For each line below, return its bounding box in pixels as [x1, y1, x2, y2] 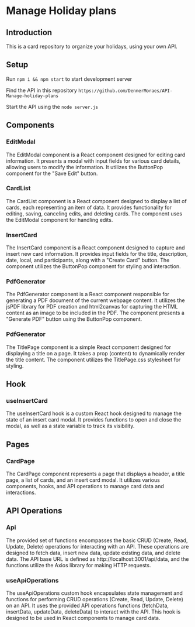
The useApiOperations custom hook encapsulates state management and [6, 590, 183, 597]
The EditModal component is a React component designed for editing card [6, 151, 186, 158]
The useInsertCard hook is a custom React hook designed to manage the [6, 410, 182, 417]
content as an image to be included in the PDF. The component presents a [6, 309, 185, 317]
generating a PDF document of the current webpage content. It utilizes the [6, 297, 185, 304]
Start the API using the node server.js [6, 103, 98, 110]
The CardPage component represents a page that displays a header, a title [6, 470, 185, 478]
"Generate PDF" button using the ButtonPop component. [6, 316, 142, 323]
